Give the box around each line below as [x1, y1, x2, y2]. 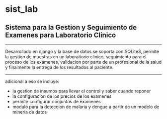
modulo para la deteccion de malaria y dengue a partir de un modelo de [12, 104, 160, 110]
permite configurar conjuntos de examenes [12, 99, 101, 104]
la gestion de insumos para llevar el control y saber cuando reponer [12, 88, 151, 94]
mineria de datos [12, 109, 47, 115]
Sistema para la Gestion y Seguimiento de [5, 23, 137, 32]
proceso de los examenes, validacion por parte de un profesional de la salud [5, 59, 162, 65]
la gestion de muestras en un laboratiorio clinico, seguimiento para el [5, 54, 147, 60]
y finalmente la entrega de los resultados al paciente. [5, 64, 114, 70]
